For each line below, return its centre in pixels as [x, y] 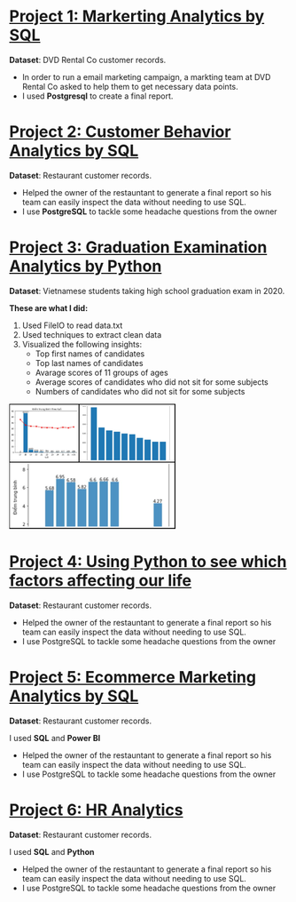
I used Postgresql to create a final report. [97, 96]
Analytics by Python [86, 266]
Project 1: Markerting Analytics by [137, 16]
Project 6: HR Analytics [96, 810]
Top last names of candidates [89, 363]
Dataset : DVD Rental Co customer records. [88, 60]
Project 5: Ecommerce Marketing [133, 677]
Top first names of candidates [90, 354]
